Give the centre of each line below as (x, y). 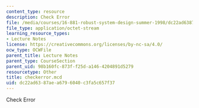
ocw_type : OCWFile (29, 50)
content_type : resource (36, 12)
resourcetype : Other (32, 72)
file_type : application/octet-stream (53, 28)
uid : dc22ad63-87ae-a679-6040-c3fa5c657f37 (61, 83)
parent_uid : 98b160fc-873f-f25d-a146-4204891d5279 (70, 66)
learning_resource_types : (38, 34)
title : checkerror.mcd (34, 77)
